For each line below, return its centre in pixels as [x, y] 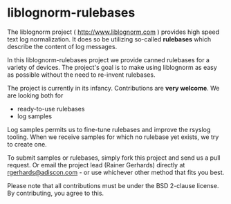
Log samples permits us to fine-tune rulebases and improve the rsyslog [109, 129]
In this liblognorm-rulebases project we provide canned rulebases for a [108, 59]
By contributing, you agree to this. [56, 193]
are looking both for [35, 95]
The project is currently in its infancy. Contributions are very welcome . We [113, 88]
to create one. [27, 144]
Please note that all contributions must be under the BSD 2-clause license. [113, 185]
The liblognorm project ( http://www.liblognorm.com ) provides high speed [113, 32]
